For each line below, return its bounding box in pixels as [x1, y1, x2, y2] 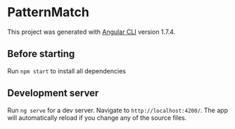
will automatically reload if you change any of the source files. [7, 113, 187, 122]
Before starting [7, 48, 75, 60]
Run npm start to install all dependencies [7, 66, 127, 75]
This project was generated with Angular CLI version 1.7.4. [7, 27, 176, 36]
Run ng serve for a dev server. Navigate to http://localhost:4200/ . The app [7, 106, 229, 114]
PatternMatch [7, 4, 89, 20]
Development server [7, 87, 99, 99]
